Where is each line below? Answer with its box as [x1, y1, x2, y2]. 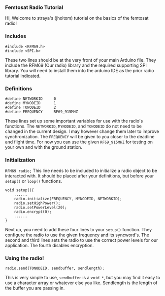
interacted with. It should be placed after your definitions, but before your [5, 173, 154, 179]
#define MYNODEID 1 [5, 100, 56, 105]
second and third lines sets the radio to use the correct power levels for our [5, 237, 158, 243]
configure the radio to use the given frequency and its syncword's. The [5, 232, 149, 238]
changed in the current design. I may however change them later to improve [5, 128, 159, 134]
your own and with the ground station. [5, 144, 83, 150]
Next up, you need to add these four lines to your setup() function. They [5, 227, 152, 233]
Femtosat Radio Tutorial [5, 4, 63, 11]
